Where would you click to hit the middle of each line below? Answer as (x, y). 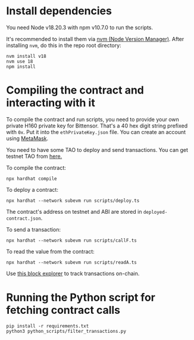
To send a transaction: (34, 229)
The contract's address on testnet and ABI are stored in (74, 211)
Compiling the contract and (75, 90)
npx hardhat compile (32, 179)
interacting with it (51, 103)
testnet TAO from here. (34, 156)
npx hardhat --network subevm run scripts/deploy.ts (73, 201)
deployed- (155, 212)
